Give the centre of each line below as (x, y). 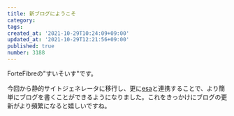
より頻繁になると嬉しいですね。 (65, 106)
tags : (15, 27)
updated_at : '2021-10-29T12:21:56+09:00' (68, 40)
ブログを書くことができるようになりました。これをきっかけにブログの (120, 97)
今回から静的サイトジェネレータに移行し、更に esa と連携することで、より (113, 88)
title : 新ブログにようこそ (42, 14)
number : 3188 (26, 53)
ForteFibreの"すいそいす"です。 (52, 73)
